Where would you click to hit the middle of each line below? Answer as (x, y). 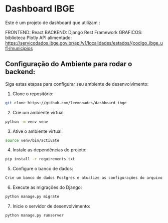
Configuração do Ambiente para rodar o (69, 64)
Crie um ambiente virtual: (39, 112)
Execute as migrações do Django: (47, 187)
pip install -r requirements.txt (40, 159)
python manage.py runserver (35, 215)
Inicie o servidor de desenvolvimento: (51, 206)
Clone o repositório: (33, 94)
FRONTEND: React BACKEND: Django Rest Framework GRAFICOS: (74, 32)
